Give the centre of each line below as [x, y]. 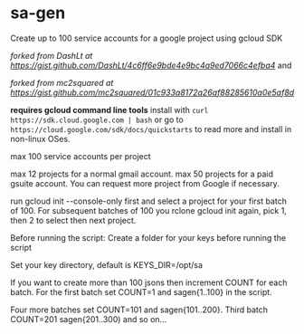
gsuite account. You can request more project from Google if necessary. [145, 183]
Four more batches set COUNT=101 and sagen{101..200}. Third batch [139, 310]
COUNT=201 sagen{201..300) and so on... [89, 319]
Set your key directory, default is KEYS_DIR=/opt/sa [106, 264]
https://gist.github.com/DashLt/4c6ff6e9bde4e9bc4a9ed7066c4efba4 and [151, 65]
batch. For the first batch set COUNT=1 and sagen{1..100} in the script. [141, 291]
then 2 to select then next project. [73, 220]
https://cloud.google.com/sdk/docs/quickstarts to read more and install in [151, 129]
